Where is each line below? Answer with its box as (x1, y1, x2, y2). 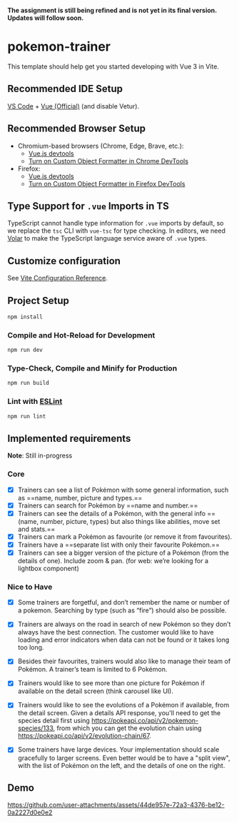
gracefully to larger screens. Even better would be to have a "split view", (17, 753, 230, 762)
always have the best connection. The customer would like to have (17, 628, 214, 637)
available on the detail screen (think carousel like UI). (17, 687, 173, 695)
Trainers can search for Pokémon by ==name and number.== (17, 501, 198, 510)
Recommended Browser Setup (7, 123, 146, 135)
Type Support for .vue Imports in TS (7, 200, 169, 212)
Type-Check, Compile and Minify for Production (7, 363, 178, 373)
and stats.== (17, 525, 56, 533)
